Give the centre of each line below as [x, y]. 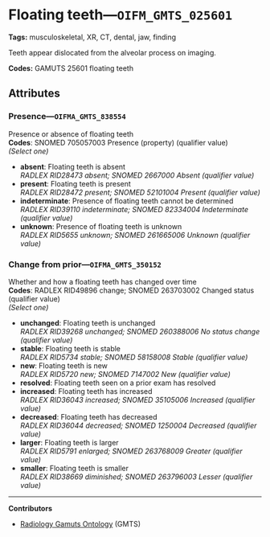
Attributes [34, 94]
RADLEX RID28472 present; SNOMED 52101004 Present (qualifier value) [140, 192]
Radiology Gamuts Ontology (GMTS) [80, 523]
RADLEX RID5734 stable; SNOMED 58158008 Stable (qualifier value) [134, 357]
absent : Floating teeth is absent [73, 166]
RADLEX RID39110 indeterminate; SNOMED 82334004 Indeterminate [134, 209]
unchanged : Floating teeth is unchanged [88, 322]
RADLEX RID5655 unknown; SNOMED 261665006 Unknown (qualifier [135, 235]
